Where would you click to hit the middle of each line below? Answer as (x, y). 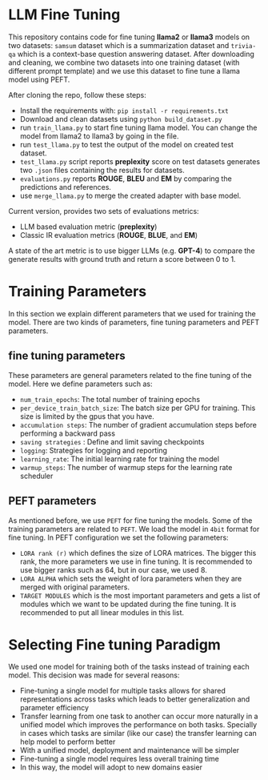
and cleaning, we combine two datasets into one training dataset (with (124, 62)
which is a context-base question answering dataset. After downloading (136, 54)
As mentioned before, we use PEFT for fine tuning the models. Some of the (130, 520)
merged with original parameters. (75, 587)
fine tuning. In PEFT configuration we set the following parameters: (119, 537)
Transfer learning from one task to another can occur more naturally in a (139, 716)
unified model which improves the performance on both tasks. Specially (138, 725)
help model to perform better (68, 742)
